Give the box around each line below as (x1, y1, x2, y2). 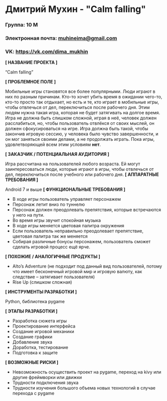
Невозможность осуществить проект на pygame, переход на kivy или (12, 369, 162, 375)
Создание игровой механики (12, 329, 74, 335)
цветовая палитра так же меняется (12, 233, 88, 239)
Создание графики (12, 334, 53, 340)
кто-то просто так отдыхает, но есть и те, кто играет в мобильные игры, (5, 99, 160, 105)
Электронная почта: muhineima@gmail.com (5, 35, 117, 42)
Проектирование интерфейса (12, 323, 76, 329)
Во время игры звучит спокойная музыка (12, 217, 101, 223)
